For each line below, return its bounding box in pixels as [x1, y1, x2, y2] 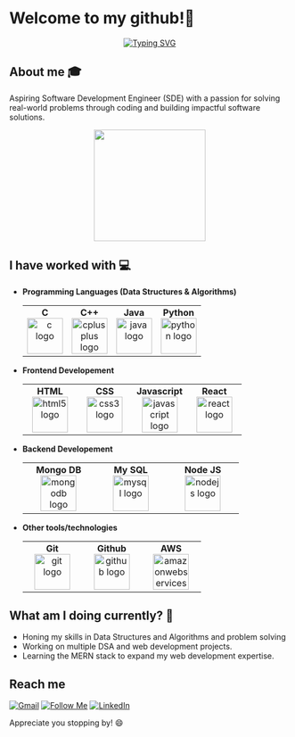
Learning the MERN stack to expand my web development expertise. [21, 650, 275, 661]
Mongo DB [35, 463, 82, 476]
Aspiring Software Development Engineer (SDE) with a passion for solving [9, 93, 281, 104]
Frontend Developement [21, 365, 114, 376]
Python [162, 306, 194, 319]
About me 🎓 [9, 64, 82, 79]
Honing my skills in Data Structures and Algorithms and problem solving [21, 632, 287, 642]
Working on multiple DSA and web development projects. [21, 642, 233, 652]
